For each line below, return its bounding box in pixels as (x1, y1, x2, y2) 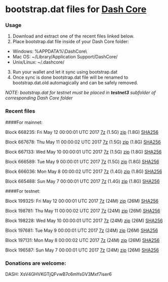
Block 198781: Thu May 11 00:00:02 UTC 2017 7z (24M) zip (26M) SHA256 (5, 207, 160, 214)
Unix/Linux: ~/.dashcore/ (12, 59, 65, 65)
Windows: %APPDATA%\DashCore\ (12, 48, 88, 54)
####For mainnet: (5, 119, 43, 125)
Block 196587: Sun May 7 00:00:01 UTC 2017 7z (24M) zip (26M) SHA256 (5, 247, 159, 253)
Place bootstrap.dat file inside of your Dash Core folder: (12, 39, 129, 45)
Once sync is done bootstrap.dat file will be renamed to (12, 75, 129, 81)
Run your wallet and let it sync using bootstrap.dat (12, 69, 118, 75)
